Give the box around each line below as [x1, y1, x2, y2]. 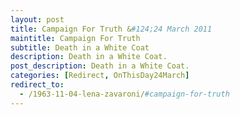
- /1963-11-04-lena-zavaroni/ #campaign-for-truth [19, 89, 230, 99]
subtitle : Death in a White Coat [10, 42, 150, 53]
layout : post [10, 14, 65, 25]
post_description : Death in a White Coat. [10, 61, 190, 71]
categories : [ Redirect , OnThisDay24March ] [10, 71, 190, 81]
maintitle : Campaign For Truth [10, 33, 141, 43]
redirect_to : [10, 80, 65, 90]
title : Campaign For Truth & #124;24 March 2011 [10, 24, 213, 34]
